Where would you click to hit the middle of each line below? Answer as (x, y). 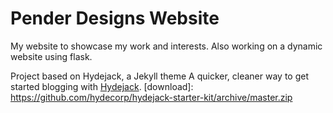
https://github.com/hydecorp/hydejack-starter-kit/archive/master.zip (151, 97)
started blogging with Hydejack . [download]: (102, 86)
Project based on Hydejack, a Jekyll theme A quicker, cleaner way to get (160, 76)
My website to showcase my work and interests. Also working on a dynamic (166, 46)
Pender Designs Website (115, 18)
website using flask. (51, 56)
